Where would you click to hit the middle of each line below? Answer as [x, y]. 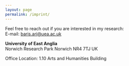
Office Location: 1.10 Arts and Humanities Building [56, 58]
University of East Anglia [31, 43]
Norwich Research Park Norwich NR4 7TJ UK [52, 49]
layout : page [19, 10]
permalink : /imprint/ [28, 14]
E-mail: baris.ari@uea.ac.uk [33, 34]
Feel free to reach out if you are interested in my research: [64, 28]
